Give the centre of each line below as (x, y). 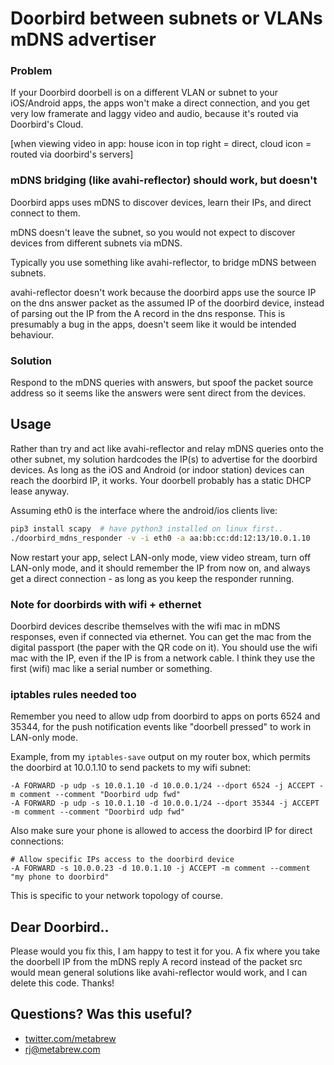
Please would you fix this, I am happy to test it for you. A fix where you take (165, 951)
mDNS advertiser (83, 39)
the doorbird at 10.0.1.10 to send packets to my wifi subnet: (131, 768)
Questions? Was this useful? (101, 1014)
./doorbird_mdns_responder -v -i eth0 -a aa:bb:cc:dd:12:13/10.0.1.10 (160, 538)
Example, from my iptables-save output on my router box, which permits (160, 757)
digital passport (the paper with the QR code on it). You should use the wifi (164, 647)
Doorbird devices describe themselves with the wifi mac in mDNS (145, 626)
